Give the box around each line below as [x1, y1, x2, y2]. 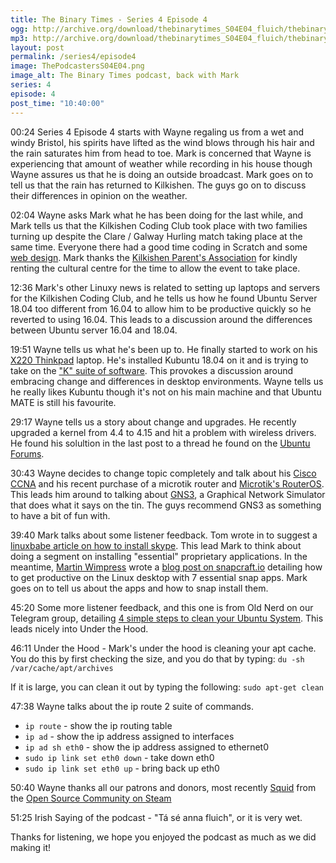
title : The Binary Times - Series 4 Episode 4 [10, 14, 208, 25]
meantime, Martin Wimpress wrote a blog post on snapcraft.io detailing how [10, 561, 323, 573]
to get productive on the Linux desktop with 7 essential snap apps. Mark [10, 571, 308, 583]
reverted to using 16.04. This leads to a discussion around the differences [10, 313, 313, 325]
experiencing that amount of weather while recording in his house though [10, 157, 313, 170]
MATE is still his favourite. [10, 396, 117, 408]
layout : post [10, 42, 65, 53]
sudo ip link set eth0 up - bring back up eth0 [24, 762, 220, 774]
